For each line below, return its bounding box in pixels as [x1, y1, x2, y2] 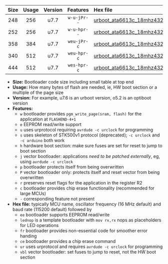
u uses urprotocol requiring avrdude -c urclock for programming [19, 127, 153, 132]
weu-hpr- [67, 50, 88, 56]
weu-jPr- [67, 38, 88, 44]
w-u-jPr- [67, 15, 88, 20]
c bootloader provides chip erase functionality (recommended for [19, 185, 155, 191]
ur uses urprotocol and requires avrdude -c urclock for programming [19, 243, 163, 249]
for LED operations [19, 222, 59, 228]
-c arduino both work [19, 137, 65, 143]
